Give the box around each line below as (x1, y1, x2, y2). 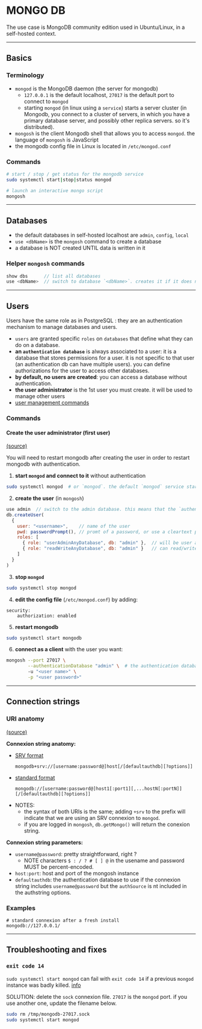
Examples (6, 904, 36, 912)
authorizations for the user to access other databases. (14, 367, 150, 374)
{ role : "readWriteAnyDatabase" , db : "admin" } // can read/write (22, 546, 198, 552)
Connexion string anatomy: (6, 740, 76, 747)
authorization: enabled (17, 613, 77, 619)
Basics (6, 53, 32, 63)
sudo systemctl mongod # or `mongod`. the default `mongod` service (6, 484, 185, 490)
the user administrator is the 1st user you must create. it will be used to (14, 386, 193, 393)
